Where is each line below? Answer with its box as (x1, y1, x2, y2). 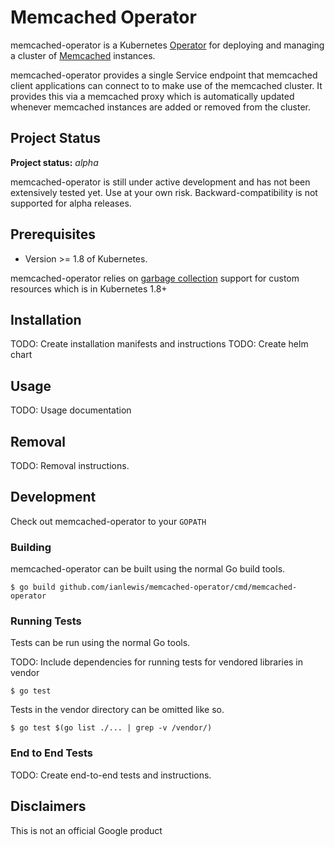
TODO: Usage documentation (10, 404, 132, 416)
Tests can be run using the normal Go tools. (10, 637, 191, 649)
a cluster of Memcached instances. (10, 49, 156, 61)
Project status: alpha (10, 156, 99, 168)
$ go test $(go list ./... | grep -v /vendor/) (10, 723, 213, 733)
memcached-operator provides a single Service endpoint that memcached (10, 69, 318, 81)
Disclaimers (10, 798, 87, 815)
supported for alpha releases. (10, 197, 132, 209)
